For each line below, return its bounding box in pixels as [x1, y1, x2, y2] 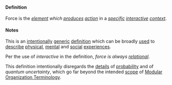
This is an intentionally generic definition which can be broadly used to [5, 38, 155, 44]
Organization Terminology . [5, 74, 62, 80]
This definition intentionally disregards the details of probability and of [5, 64, 154, 70]
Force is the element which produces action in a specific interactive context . [5, 15, 167, 21]
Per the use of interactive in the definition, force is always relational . [5, 53, 150, 60]
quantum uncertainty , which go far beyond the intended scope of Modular [5, 69, 163, 75]
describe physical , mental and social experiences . [5, 44, 111, 50]
